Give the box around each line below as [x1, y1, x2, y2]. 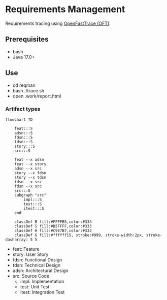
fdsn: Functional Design [12, 256, 62, 262]
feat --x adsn [14, 157, 44, 162]
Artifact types [5, 106, 41, 113]
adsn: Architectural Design [12, 268, 69, 274]
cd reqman [12, 82, 36, 88]
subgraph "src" [14, 192, 47, 197]
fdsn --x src [14, 184, 42, 189]
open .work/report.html [12, 93, 61, 99]
